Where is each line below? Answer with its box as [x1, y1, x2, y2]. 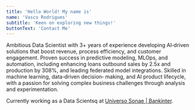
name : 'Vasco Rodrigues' [6, 14, 68, 20]
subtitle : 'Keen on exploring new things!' [6, 20, 116, 26]
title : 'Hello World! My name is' [6, 8, 92, 15]
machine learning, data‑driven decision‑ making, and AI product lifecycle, [6, 73, 186, 80]
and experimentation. [6, 86, 58, 93]
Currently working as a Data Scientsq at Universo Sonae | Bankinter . [6, 98, 174, 105]
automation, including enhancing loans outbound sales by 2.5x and [6, 61, 171, 68]
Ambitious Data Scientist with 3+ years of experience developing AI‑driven [6, 42, 190, 49]
